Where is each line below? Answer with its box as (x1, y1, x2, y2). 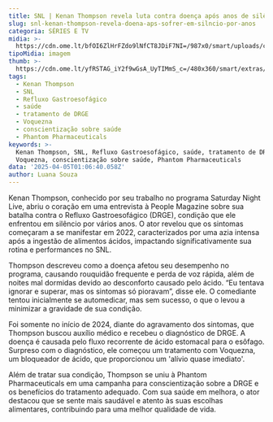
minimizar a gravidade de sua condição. (8, 304, 142, 313)
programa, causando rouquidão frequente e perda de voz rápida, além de (8, 269, 254, 279)
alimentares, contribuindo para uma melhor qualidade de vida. (8, 404, 217, 414)
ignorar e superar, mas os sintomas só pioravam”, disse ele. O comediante (8, 286, 257, 296)
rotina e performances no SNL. (8, 245, 112, 255)
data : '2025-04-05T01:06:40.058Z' (8, 163, 126, 172)
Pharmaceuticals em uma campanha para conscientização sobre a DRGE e (8, 379, 259, 388)
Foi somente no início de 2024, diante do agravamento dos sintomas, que (8, 320, 254, 329)
